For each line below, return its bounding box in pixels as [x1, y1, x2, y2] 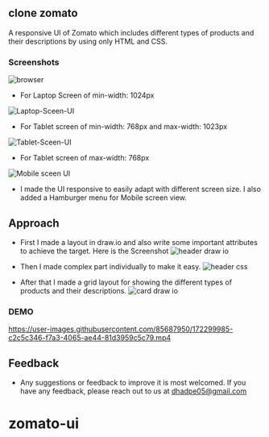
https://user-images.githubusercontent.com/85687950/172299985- [8, 324, 234, 334]
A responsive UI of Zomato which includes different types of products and [8, 27, 255, 37]
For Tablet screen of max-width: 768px [19, 153, 150, 163]
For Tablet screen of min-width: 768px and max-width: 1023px [19, 122, 228, 131]
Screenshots [8, 56, 60, 68]
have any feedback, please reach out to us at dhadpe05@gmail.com [19, 386, 247, 396]
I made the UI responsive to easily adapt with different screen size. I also [19, 185, 262, 194]
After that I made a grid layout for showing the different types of [19, 277, 232, 287]
